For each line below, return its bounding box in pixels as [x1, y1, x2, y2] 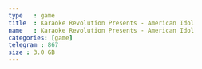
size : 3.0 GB [8, 48, 56, 56]
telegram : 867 [8, 41, 59, 49]
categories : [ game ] [8, 33, 73, 42]
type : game [8, 11, 56, 20]
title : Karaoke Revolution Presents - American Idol [8, 19, 195, 27]
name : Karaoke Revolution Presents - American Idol [8, 26, 195, 34]
